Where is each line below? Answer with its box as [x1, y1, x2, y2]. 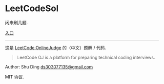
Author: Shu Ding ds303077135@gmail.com [5, 64, 93, 69]
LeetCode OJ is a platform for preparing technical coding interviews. [17, 54, 155, 60]
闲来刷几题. [5, 19, 28, 25]
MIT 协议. [5, 74, 24, 80]
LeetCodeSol [5, 3, 59, 14]
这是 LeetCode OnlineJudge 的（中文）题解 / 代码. [5, 45, 106, 50]
